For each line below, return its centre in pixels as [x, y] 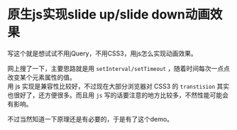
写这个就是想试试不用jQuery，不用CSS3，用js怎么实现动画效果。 [102, 53]
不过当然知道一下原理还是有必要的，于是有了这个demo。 [90, 119]
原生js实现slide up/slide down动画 [109, 15]
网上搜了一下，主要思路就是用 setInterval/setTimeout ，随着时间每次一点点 [119, 68]
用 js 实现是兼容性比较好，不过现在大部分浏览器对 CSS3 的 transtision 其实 [118, 86]
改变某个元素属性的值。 [42, 77]
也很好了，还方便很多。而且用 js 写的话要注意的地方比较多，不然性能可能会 [118, 95]
